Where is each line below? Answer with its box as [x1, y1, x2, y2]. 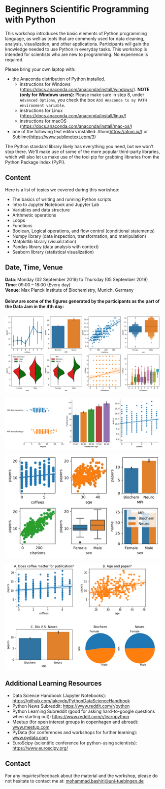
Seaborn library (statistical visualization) [12, 249, 94, 255]
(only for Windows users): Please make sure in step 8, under [19, 92, 144, 98]
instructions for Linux [19, 107, 63, 113]
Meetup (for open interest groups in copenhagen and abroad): [12, 719, 139, 725]
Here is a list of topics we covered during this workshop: [5, 187, 120, 193]
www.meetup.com [12, 724, 50, 730]
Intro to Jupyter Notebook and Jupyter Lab [12, 202, 99, 208]
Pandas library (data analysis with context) [12, 244, 99, 250]
